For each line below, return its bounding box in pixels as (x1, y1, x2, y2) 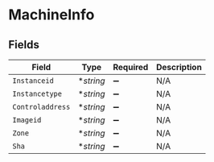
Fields (8, 38, 40, 52)
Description (155, 62, 203, 73)
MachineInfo (8, 6, 95, 24)
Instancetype (12, 89, 63, 98)
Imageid (12, 115, 42, 124)
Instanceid (12, 77, 54, 85)
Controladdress (12, 102, 71, 111)
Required (112, 62, 149, 73)
